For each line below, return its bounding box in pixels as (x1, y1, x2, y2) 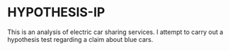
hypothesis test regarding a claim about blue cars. (7, 35, 154, 43)
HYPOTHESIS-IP (7, 4, 105, 21)
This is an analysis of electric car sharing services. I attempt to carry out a (7, 28, 224, 36)
